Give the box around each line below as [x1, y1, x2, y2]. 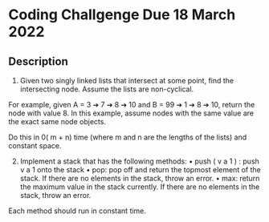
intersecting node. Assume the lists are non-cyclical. [19, 84, 194, 94]
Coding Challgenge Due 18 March [8, 6, 236, 24]
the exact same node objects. [8, 117, 107, 126]
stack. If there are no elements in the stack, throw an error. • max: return [19, 174, 260, 183]
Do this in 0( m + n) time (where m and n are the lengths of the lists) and [8, 132, 247, 142]
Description [8, 54, 68, 68]
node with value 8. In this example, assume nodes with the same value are [8, 108, 255, 118]
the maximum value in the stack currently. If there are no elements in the [19, 182, 260, 192]
